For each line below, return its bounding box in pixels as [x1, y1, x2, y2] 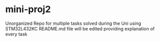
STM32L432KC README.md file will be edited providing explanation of [5, 25, 155, 31]
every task [5, 31, 28, 37]
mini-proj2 [5, 4, 51, 15]
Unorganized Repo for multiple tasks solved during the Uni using [5, 20, 142, 26]
